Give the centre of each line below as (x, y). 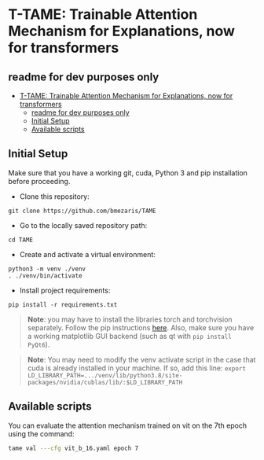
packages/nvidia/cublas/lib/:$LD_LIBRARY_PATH (105, 382)
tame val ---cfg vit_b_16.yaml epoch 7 (73, 448)
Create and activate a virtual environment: (87, 254)
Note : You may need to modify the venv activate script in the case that (141, 359)
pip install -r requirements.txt (63, 304)
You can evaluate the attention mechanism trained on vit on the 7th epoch (128, 425)
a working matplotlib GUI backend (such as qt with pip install (129, 336)
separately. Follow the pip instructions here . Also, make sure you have (141, 327)
